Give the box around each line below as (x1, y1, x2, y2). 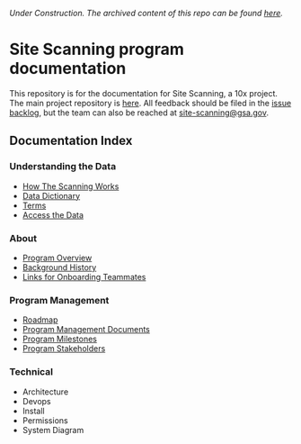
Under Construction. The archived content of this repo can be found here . (9, 8, 283, 18)
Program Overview (22, 252, 93, 263)
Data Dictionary (22, 190, 81, 201)
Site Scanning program (9, 40, 184, 59)
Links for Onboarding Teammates (22, 271, 146, 282)
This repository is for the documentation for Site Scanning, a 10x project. (9, 87, 279, 98)
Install (22, 405, 45, 416)
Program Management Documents (22, 324, 150, 335)
